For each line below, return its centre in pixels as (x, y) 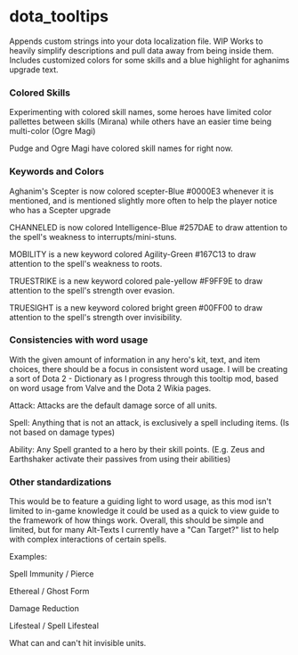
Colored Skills (40, 93)
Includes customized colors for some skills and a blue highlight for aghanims (149, 60)
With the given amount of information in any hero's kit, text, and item (135, 360)
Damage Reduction (44, 609)
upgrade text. (34, 70)
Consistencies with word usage (79, 340)
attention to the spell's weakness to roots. (86, 263)
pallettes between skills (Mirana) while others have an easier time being (141, 121)
